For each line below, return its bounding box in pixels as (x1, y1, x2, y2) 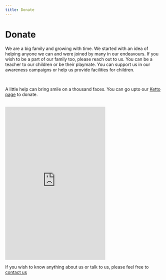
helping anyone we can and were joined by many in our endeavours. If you (5, 50, 159, 56)
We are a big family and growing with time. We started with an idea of (5, 45, 148, 51)
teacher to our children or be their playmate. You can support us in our (5, 61, 150, 67)
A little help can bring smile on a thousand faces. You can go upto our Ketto (5, 86, 161, 92)
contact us (5, 269, 27, 275)
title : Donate (5, 7, 35, 12)
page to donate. (5, 91, 38, 97)
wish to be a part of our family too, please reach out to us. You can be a (5, 56, 153, 62)
